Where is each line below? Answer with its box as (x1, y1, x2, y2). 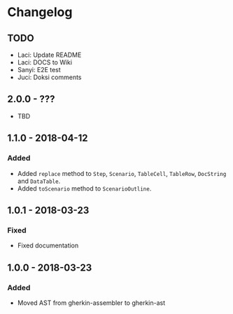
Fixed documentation (17, 241, 79, 250)
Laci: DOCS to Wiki (17, 58, 72, 67)
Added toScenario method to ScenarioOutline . (17, 184, 152, 193)
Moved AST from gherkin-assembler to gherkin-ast (17, 299, 166, 307)
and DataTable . (17, 177, 61, 185)
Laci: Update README (17, 50, 82, 59)
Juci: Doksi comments (17, 73, 82, 81)
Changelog (7, 4, 73, 20)
